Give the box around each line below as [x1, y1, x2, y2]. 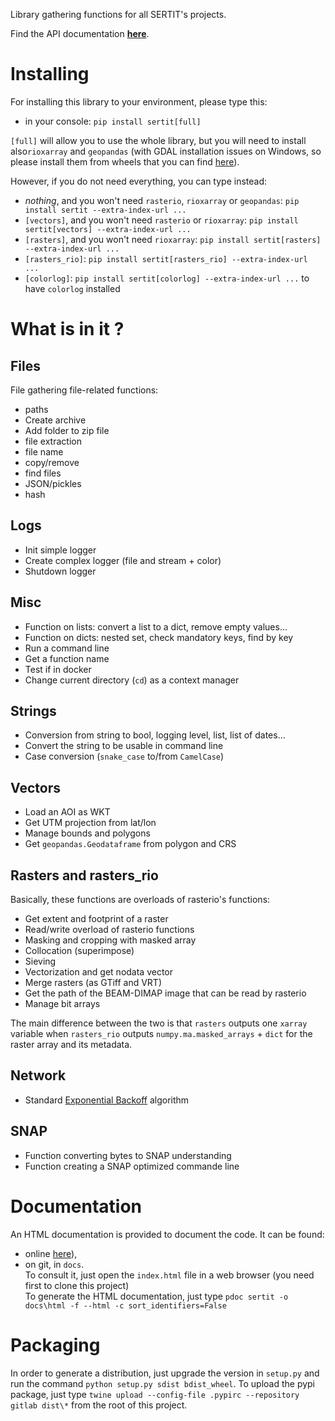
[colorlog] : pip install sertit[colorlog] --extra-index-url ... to [24, 272, 310, 284]
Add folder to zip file [24, 424, 110, 436]
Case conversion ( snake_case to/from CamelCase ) [24, 750, 225, 763]
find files [24, 467, 62, 479]
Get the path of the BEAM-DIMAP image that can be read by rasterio [24, 987, 307, 999]
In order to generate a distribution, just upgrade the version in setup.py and [10, 1367, 320, 1379]
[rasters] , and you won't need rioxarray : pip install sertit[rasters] [24, 233, 322, 245]
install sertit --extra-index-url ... [24, 205, 187, 215]
